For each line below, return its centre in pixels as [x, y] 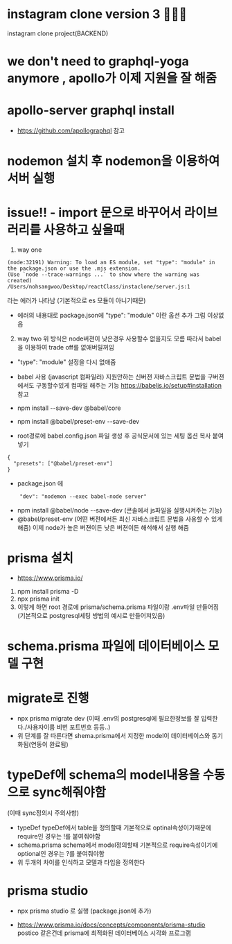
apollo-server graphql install [91, 111]
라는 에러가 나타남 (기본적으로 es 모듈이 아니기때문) [77, 300]
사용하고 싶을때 [84, 230]
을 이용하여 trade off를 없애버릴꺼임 [65, 347]
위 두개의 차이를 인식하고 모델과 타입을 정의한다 [81, 862]
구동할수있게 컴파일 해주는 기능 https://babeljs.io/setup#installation [129, 386]
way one [29, 250]
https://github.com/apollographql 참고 [71, 130]
